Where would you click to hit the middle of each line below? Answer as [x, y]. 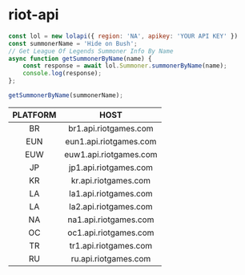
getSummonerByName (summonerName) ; [66, 95]
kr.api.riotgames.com [110, 180]
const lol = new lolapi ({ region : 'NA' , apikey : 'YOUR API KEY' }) [123, 36]
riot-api [34, 15]
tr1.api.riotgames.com [111, 245]
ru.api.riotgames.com [111, 258]
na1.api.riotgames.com [111, 220]
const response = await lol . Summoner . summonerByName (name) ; [125, 66]
